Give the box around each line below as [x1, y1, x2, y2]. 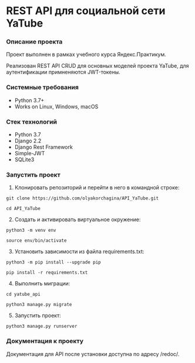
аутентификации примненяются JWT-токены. [6, 69, 120, 76]
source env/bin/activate [6, 238, 67, 244]
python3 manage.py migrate [6, 302, 72, 308]
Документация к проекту [6, 337, 84, 345]
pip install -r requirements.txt [6, 269, 88, 276]
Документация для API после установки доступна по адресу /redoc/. [6, 350, 180, 357]
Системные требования [6, 84, 79, 92]
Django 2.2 [14, 137, 42, 145]
